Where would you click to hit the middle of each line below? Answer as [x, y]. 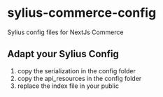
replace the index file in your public [68, 86]
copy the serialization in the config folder [77, 70]
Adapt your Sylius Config [63, 54]
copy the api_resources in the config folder [79, 78]
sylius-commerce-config [82, 13]
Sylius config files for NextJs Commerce [65, 32]
